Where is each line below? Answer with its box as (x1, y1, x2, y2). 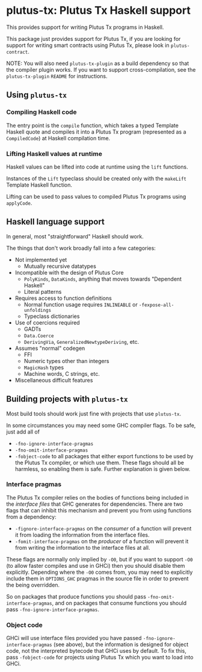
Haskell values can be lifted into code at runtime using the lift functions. (6, 163, 188, 170)
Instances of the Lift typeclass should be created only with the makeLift (6, 175, 187, 182)
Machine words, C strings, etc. (23, 370, 100, 377)
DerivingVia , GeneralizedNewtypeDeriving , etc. (23, 338, 139, 345)
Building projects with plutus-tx (6, 394, 128, 404)
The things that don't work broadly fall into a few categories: (6, 244, 156, 252)
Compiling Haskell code (6, 108, 77, 116)
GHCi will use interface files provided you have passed (6, 635, 142, 642)
